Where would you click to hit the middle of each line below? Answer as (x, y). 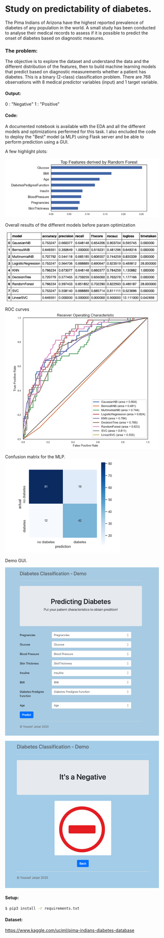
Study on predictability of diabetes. (78, 9)
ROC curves (17, 309)
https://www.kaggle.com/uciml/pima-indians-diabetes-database (70, 930)
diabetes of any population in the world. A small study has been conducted (80, 27)
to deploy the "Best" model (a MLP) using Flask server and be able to (75, 137)
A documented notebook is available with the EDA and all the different (75, 126)
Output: (13, 93)
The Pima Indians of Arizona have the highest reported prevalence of (74, 22)
